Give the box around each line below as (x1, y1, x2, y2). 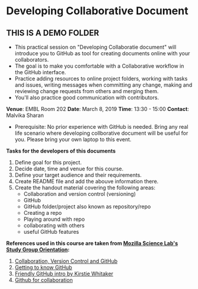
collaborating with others (23, 222, 85, 229)
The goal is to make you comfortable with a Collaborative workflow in (14, 62, 184, 69)
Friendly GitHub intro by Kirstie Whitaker (14, 270, 114, 277)
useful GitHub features (23, 228, 79, 235)
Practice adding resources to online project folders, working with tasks (14, 75, 188, 82)
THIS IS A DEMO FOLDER (6, 28, 100, 38)
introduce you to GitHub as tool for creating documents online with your (14, 50, 190, 57)
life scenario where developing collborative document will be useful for (14, 129, 189, 136)
